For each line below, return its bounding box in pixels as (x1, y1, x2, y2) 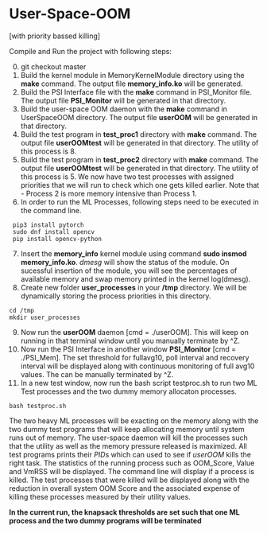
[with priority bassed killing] (9, 31, 101, 41)
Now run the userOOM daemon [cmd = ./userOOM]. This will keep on (20, 327, 249, 337)
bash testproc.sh (9, 402, 67, 410)
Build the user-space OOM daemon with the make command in (20, 104, 227, 114)
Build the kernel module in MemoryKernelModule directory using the (20, 70, 245, 80)
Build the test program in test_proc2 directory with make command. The (20, 154, 259, 164)
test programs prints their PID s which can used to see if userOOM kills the (9, 449, 252, 459)
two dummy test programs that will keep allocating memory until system (9, 424, 245, 434)
